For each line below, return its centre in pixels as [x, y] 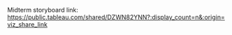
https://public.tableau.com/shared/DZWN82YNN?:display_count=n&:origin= [116, 17]
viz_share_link [27, 24]
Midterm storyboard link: [43, 10]
